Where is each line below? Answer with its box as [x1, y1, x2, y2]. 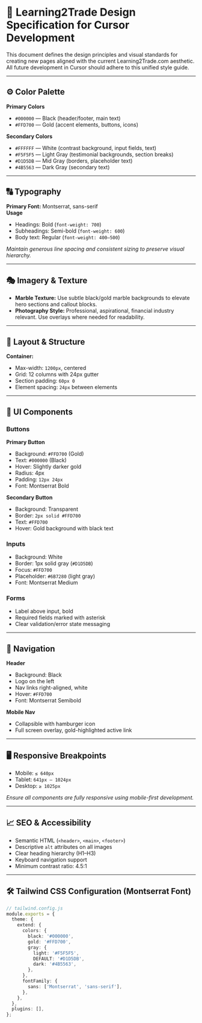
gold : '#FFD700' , [28, 939, 71, 945]
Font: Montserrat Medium [14, 579, 78, 586]
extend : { [17, 922, 42, 928]
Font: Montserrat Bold [14, 482, 69, 489]
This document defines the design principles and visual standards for [6, 51, 179, 58]
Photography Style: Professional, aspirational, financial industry [14, 307, 174, 314]
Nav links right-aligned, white [14, 684, 88, 692]
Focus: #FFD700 [14, 566, 52, 574]
